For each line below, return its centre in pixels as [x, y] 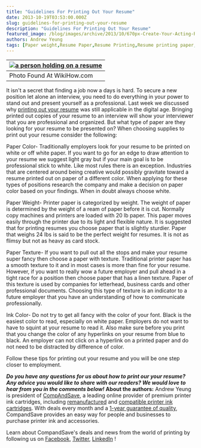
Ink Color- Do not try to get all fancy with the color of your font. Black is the [99, 314]
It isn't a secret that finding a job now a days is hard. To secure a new [92, 90]
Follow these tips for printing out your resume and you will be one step [93, 358]
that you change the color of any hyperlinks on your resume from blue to [96, 334]
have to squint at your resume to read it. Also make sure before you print [95, 328]
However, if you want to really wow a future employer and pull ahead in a [96, 271]
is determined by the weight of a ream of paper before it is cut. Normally [95, 209]
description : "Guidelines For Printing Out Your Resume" [79, 28]
